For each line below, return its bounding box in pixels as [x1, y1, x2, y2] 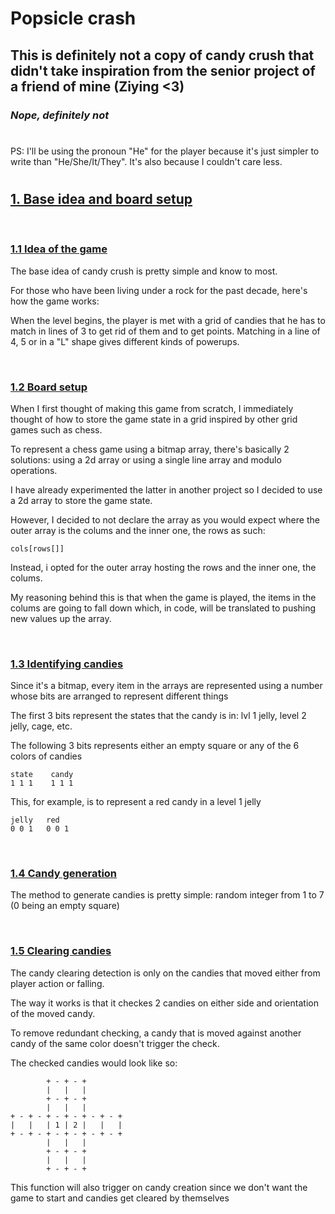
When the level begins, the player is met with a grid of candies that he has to [10, 314, 326, 326]
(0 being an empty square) [10, 900, 120, 912]
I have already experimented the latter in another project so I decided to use [10, 483, 323, 496]
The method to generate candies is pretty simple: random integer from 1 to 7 [10, 889, 325, 901]
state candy [10, 770, 74, 780]
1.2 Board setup [10, 380, 88, 394]
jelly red [10, 815, 60, 826]
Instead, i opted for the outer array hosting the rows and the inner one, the [10, 561, 317, 573]
